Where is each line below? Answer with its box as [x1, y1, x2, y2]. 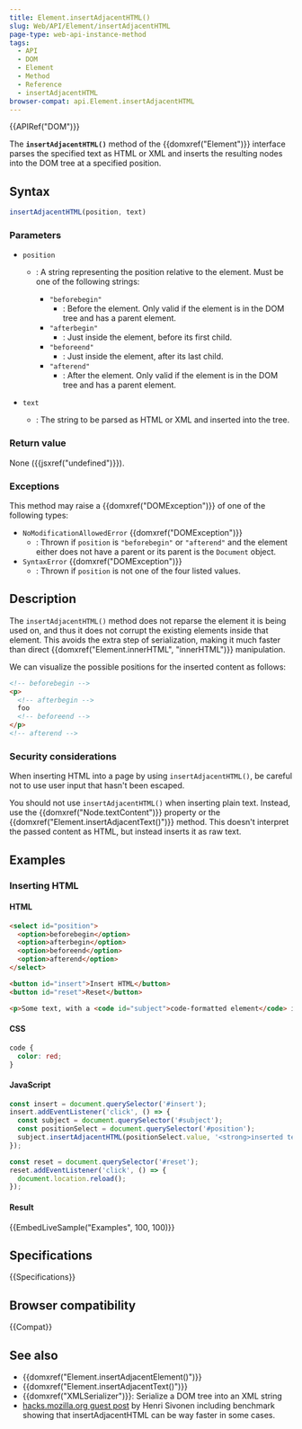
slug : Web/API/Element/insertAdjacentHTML [9, 22, 171, 31]
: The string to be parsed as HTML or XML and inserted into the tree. [35, 414, 290, 425]
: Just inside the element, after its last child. [62, 351, 224, 362]
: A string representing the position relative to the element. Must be [35, 267, 284, 278]
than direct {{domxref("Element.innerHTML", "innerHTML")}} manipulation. [9, 643, 286, 654]
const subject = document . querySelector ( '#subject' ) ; [17, 1116, 223, 1125]
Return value [9, 437, 67, 449]
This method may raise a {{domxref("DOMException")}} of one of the [9, 500, 266, 510]
